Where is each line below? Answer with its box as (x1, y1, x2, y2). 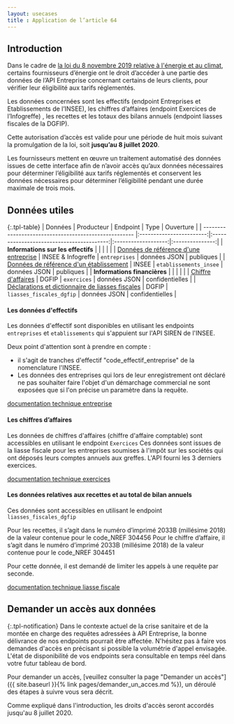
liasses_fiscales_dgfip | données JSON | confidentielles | (7, 290, 177, 299)
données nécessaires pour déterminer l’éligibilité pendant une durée (7, 177, 204, 185)
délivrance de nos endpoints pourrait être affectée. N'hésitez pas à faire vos (7, 636, 227, 645)
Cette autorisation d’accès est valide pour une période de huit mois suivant (7, 133, 223, 142)
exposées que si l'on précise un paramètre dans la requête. (17, 386, 189, 395)
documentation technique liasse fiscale (7, 582, 120, 591)
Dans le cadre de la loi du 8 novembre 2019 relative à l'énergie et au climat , (7, 61, 224, 70)
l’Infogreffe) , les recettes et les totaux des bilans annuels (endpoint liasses (7, 112, 223, 121)
